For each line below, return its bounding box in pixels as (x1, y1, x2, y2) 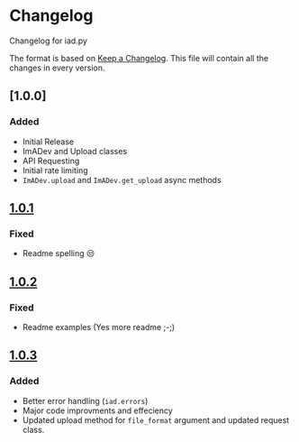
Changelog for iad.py (9, 35, 88, 46)
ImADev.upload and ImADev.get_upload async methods (22, 174, 222, 185)
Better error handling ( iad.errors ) (22, 395, 149, 406)
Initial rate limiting (22, 164, 88, 176)
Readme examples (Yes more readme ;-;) (22, 322, 176, 332)
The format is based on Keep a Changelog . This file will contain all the (9, 52, 268, 63)
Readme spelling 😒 (22, 248, 95, 259)
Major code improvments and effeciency (22, 405, 173, 416)
